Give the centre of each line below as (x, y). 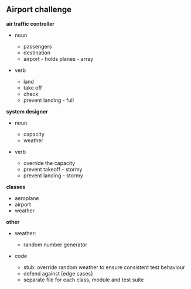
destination (37, 53)
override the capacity (49, 163)
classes (16, 187)
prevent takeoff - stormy (53, 169)
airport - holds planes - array (58, 59)
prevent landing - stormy (53, 176)
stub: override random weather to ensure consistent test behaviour (104, 267)
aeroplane (27, 198)
